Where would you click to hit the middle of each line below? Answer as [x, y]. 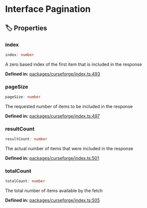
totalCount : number [25, 181]
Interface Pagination [48, 9]
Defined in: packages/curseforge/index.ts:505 [52, 200]
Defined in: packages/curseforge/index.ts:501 [52, 158]
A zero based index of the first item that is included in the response [73, 64]
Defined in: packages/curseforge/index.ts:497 [52, 116]
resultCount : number [26, 139]
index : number [20, 55]
